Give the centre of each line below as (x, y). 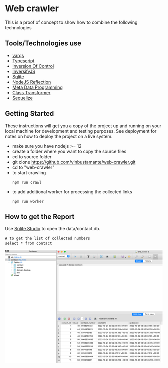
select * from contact (29, 244)
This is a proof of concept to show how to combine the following (71, 22)
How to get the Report (40, 217)
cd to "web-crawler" (33, 167)
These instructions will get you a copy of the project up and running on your (83, 126)
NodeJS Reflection (32, 82)
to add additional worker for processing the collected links (72, 192)
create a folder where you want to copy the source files (69, 151)
